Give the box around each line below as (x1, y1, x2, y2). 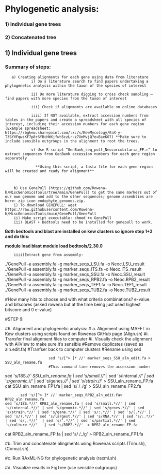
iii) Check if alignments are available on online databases (31, 104, 158, 109)
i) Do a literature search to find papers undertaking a (31, 79, 149, 84)
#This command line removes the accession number (48, 364, 151, 369)
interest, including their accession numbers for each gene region (5, 121, 145, 126)
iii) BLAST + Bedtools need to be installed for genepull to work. (14, 219, 153, 225)
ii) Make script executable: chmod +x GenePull (14, 216, 112, 220)
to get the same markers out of (92, 190, 158, 195)
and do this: (5, 233, 30, 239)
